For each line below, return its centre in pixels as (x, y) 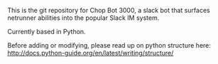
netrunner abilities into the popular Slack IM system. (83, 18)
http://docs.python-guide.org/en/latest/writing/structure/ (91, 53)
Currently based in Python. (47, 32)
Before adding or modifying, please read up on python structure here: (109, 45)
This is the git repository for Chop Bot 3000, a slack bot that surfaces (109, 10)
